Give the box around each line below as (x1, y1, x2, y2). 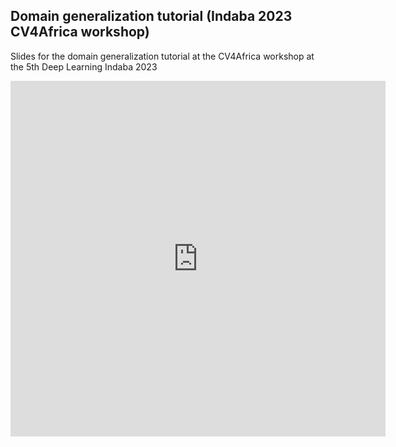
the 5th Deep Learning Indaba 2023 (10, 60, 158, 73)
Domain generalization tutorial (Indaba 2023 (10, 8, 293, 25)
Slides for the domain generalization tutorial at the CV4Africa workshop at (10, 50, 315, 62)
